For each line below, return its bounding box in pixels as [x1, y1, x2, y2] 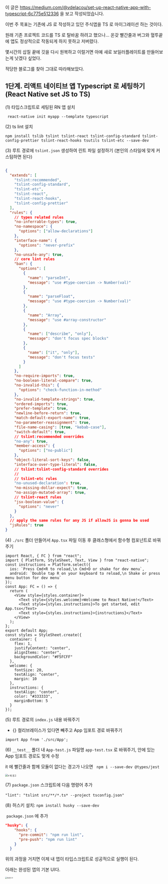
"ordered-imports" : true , [14, 401, 69, 407]
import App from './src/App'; [5, 737, 69, 742]
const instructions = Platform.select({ [5, 562, 91, 567]
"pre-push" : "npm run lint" [18, 837, 78, 842]
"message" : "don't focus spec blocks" [27, 336, 109, 341]
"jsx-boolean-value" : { [14, 499, 64, 504]
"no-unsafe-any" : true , [14, 252, 64, 257]
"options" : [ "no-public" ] [18, 448, 73, 453]
